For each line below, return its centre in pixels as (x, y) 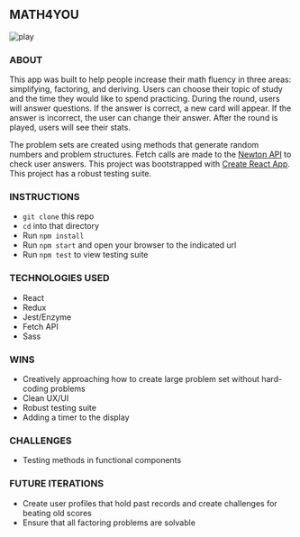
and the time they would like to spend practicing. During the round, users (145, 99)
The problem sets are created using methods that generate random (134, 145)
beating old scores (57, 513)
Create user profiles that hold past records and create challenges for (150, 503)
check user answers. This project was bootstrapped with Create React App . (150, 164)
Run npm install (53, 236)
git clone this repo (58, 216)
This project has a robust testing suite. (81, 174)
